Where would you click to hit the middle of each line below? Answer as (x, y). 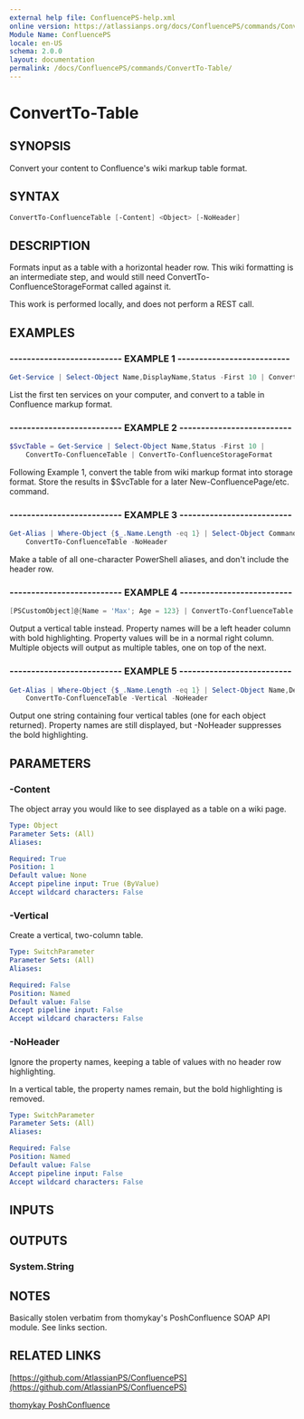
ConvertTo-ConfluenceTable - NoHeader (97, 542)
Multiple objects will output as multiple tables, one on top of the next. (138, 647)
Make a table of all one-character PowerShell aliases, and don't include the (149, 560)
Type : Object (34, 825)
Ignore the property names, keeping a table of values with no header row (146, 1061)
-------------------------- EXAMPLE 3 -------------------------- (151, 514)
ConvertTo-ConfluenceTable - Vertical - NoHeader (117, 698)
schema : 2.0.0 (36, 52)
